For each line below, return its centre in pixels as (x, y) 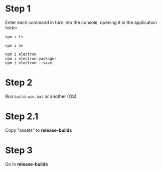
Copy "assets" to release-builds (39, 130)
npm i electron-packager (31, 58)
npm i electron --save (29, 63)
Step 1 (18, 9)
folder (11, 27)
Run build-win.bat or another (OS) (41, 96)
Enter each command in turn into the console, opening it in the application (81, 22)
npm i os (14, 45)
